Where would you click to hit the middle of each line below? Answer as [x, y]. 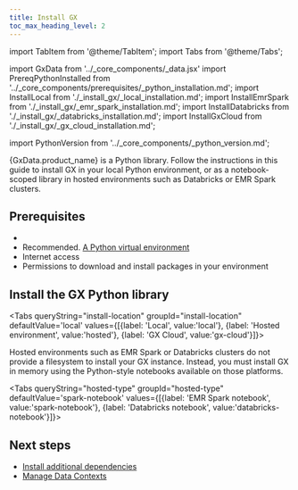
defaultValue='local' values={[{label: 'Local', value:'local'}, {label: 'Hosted [145, 326]
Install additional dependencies [79, 466]
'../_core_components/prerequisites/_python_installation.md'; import [134, 87]
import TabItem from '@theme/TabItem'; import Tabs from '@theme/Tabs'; [146, 51]
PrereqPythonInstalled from [60, 78]
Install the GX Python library [89, 294]
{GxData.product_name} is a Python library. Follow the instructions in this [144, 160]
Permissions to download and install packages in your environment [145, 266]
